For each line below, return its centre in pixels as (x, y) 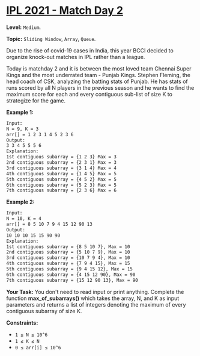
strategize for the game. (36, 101)
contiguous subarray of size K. (44, 311)
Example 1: (20, 112)
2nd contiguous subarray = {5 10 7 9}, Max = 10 (68, 252)
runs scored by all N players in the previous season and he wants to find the (100, 87)
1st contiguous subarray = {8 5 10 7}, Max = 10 (68, 247)
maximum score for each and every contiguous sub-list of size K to (89, 94)
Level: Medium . (23, 27)
